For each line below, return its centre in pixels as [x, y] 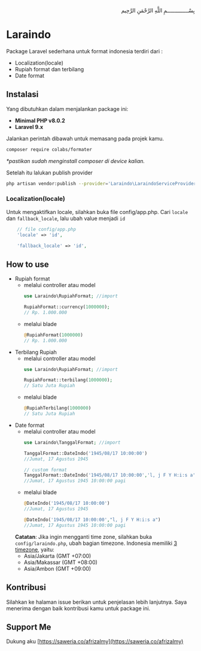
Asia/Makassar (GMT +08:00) [60, 562]
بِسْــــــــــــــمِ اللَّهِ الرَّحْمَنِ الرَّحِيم [158, 10]
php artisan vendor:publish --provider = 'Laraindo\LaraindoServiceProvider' [103, 183]
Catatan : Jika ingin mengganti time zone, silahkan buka [83, 537]
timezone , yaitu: [35, 549]
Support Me [29, 627]
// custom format [45, 470]
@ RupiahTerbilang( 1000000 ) [57, 408]
